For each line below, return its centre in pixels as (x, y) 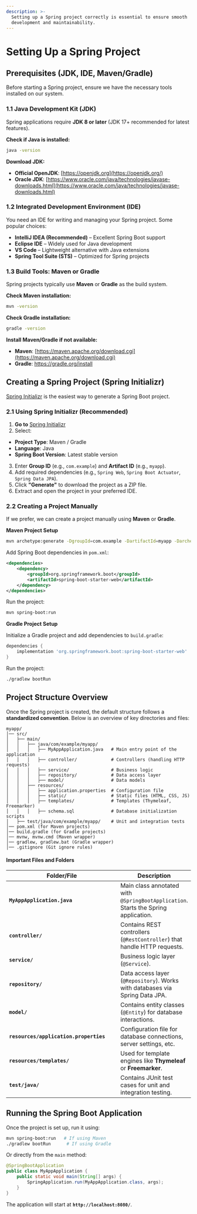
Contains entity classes (152, 1004)
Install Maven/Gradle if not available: (52, 340)
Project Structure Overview (57, 697)
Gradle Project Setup (32, 624)
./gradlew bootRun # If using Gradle (59, 1144)
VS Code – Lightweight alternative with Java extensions (82, 250)
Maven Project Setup (32, 530)
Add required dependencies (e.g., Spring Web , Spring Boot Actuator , (97, 472)
